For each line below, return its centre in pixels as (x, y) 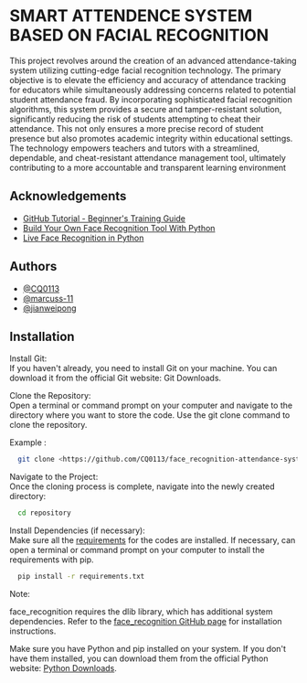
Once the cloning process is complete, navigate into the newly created (143, 486)
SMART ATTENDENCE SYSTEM (131, 16)
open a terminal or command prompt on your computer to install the (137, 550)
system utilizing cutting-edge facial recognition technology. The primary (145, 70)
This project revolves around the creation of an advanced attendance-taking (153, 60)
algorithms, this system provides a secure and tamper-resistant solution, (146, 109)
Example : (28, 443)
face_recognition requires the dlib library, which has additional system (141, 612)
